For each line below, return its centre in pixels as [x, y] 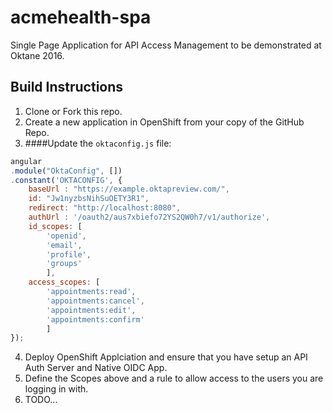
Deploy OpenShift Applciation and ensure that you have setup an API [166, 357]
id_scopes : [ [55, 226]
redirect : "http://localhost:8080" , [105, 208]
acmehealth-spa [81, 17]
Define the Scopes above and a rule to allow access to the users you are [174, 378]
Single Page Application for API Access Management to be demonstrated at [166, 45]
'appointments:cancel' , [95, 301]
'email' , [64, 245]
